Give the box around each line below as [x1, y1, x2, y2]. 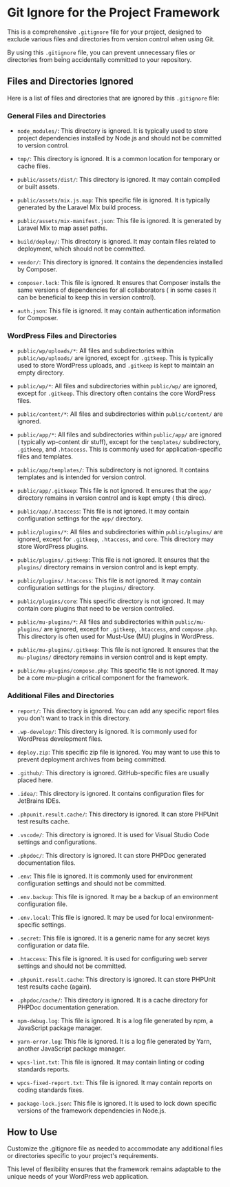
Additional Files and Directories [7, 691, 115, 700]
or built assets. [17, 182, 60, 191]
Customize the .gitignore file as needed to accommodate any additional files [7, 1144, 223, 1153]
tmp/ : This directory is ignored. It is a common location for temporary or [17, 155, 220, 163]
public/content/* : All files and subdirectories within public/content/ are [17, 410, 224, 418]
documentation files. [17, 859, 76, 867]
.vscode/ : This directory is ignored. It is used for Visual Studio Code [17, 830, 209, 839]
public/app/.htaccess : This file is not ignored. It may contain [17, 507, 189, 516]
